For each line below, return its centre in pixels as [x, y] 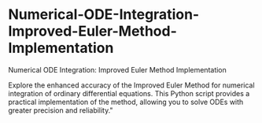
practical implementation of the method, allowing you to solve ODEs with [126, 102]
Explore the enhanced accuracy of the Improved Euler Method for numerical [131, 85]
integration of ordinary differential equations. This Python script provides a [129, 93]
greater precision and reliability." [61, 110]
